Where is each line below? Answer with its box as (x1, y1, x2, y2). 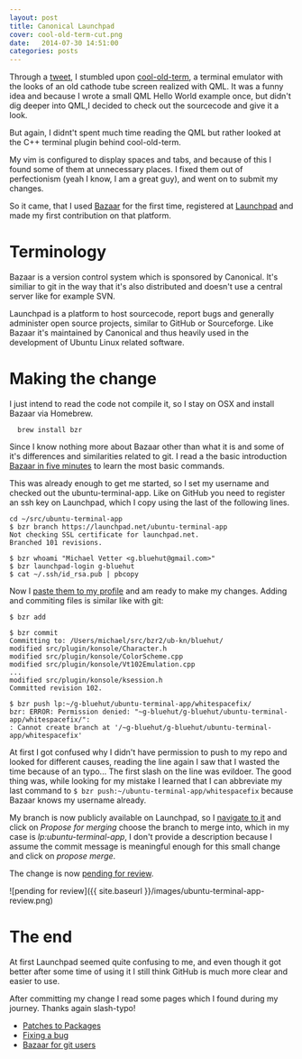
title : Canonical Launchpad (9, 22, 115, 31)
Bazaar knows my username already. (9, 795, 147, 806)
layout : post (9, 13, 59, 23)
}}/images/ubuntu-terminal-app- (143, 886, 265, 896)
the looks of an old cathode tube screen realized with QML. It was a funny (9, 81, 284, 92)
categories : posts (9, 47, 78, 56)
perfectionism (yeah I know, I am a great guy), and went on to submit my (9, 173, 279, 185)
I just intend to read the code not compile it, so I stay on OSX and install (9, 399, 275, 409)
